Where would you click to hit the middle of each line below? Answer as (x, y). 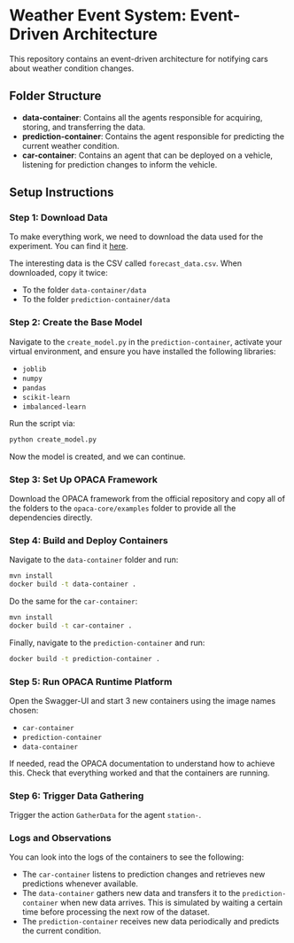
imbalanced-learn (54, 407)
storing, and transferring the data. (84, 127)
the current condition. (62, 931)
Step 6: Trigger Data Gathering (77, 796)
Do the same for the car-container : (73, 601)
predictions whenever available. (80, 884)
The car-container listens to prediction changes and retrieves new (143, 875)
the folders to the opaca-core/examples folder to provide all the (123, 508)
